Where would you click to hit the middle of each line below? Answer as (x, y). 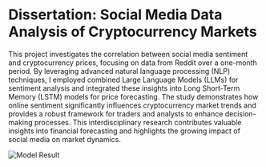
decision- (240, 113)
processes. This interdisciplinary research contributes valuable (138, 122)
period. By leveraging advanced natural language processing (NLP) (119, 71)
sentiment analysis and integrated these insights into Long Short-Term (124, 88)
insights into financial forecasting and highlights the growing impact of (124, 131)
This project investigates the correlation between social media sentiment (128, 54)
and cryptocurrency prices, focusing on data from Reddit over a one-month (133, 63)
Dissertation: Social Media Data (115, 15)
